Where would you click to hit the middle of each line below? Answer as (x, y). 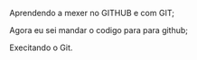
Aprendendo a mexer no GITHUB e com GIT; (92, 13)
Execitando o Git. (41, 47)
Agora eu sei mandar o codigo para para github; (98, 30)
